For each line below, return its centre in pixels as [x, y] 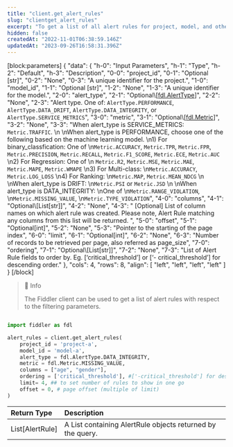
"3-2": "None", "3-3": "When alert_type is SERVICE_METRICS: [96, 125]
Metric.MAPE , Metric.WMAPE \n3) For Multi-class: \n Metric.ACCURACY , [102, 169]
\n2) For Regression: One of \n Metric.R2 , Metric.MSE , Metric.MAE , [101, 161]
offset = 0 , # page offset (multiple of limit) [89, 389]
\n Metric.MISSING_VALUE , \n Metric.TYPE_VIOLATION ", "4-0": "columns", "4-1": [115, 198]
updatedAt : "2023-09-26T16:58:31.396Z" [65, 46]
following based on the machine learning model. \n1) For [87, 139]
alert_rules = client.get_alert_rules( [65, 337]
